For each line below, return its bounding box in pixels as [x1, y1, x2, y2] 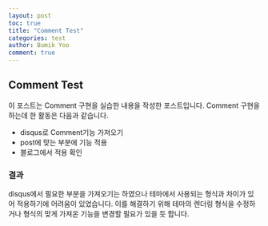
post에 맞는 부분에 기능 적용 [19, 137, 108, 147]
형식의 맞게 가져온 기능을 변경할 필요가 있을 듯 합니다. [22, 209, 190, 219]
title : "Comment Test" [8, 26, 84, 34]
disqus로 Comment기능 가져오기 [19, 127, 124, 137]
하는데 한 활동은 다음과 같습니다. [8, 110, 110, 120]
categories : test [8, 34, 66, 42]
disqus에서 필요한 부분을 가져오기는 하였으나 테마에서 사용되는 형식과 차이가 [8, 189, 246, 199]
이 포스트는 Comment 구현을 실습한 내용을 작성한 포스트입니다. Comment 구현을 [8, 101, 260, 110]
